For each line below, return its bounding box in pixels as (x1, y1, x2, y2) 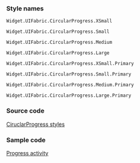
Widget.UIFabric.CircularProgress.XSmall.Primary (6, 61, 135, 67)
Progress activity (6, 149, 48, 156)
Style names (6, 4, 44, 13)
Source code (6, 106, 45, 115)
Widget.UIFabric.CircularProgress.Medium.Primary (6, 82, 135, 88)
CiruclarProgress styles (6, 120, 65, 128)
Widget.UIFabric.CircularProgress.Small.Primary (6, 71, 132, 77)
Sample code (6, 136, 46, 144)
